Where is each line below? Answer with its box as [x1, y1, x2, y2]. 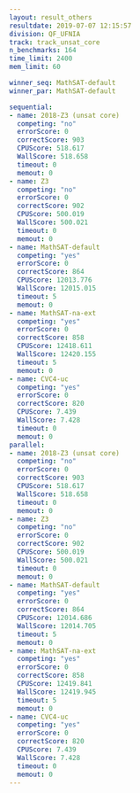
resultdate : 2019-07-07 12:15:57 [9, 21, 132, 30]
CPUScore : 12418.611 [17, 342, 92, 351]
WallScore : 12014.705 [17, 621, 97, 630]
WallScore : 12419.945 [17, 688, 97, 696]
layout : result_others [9, 12, 92, 22]
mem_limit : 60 [9, 63, 62, 72]
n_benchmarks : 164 [9, 46, 77, 55]
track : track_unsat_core [9, 37, 100, 47]
